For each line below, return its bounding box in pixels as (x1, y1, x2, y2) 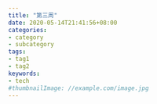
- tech (8, 77, 30, 84)
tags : (8, 48, 26, 56)
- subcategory (8, 41, 55, 48)
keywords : (8, 70, 41, 77)
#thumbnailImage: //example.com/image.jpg (8, 84, 149, 92)
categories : (8, 26, 47, 34)
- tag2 (8, 63, 30, 70)
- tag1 (8, 56, 30, 63)
